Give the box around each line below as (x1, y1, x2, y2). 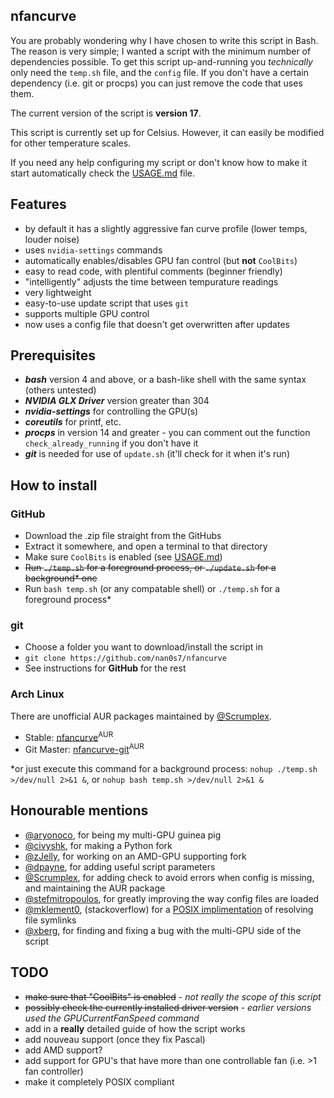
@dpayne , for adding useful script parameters (24, 860, 216, 873)
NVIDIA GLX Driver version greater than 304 (24, 395, 210, 407)
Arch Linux (10, 687, 65, 701)
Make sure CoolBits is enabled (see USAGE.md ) (24, 551, 223, 563)
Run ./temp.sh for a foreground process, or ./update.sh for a (24, 562, 277, 574)
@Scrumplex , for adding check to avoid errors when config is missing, (24, 871, 315, 883)
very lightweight (24, 286, 92, 298)
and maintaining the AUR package (24, 882, 166, 894)
